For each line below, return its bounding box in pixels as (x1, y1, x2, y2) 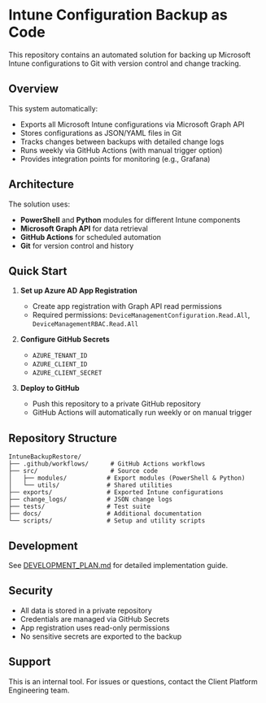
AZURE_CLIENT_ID (32, 360, 88, 369)
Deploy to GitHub (20, 384, 80, 393)
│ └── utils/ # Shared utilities (8, 481, 173, 489)
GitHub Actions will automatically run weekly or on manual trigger (32, 408, 252, 418)
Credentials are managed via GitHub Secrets (20, 614, 170, 623)
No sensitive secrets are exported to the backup (20, 631, 182, 641)
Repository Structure (8, 431, 118, 445)
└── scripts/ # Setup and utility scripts (8, 517, 206, 525)
